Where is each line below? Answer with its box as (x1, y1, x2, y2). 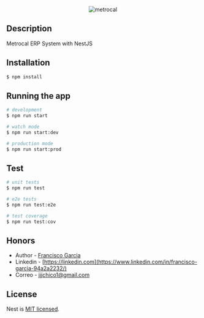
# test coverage (6, 213, 48, 219)
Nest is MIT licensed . (6, 305, 60, 312)
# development (6, 107, 43, 113)
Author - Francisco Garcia (15, 252, 81, 259)
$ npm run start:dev (6, 129, 59, 135)
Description (6, 23, 52, 34)
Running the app (6, 91, 70, 101)
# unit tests (6, 180, 40, 186)
